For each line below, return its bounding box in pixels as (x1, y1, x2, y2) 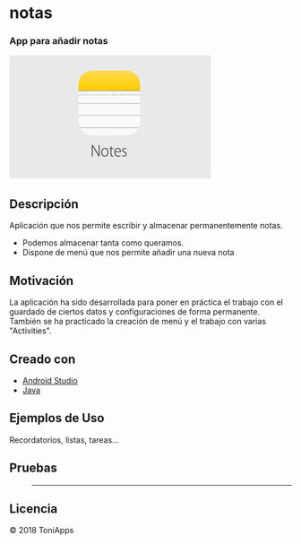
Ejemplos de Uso (9, 410, 105, 426)
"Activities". (9, 325, 52, 336)
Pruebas (9, 461, 58, 476)
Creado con (9, 351, 76, 367)
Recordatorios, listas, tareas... (9, 434, 119, 445)
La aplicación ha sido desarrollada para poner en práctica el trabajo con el (9, 297, 284, 307)
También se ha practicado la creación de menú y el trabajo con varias (9, 316, 267, 327)
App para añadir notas (9, 35, 108, 47)
